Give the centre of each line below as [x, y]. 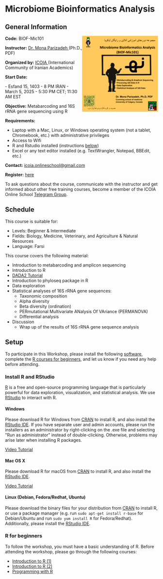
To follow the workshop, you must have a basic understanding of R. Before [80, 546]
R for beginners [24, 536]
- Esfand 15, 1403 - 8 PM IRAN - [37, 86]
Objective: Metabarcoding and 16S [40, 106]
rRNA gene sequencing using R [36, 111]
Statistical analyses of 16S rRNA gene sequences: [62, 291]
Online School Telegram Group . [36, 194]
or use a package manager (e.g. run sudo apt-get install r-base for [74, 513]
